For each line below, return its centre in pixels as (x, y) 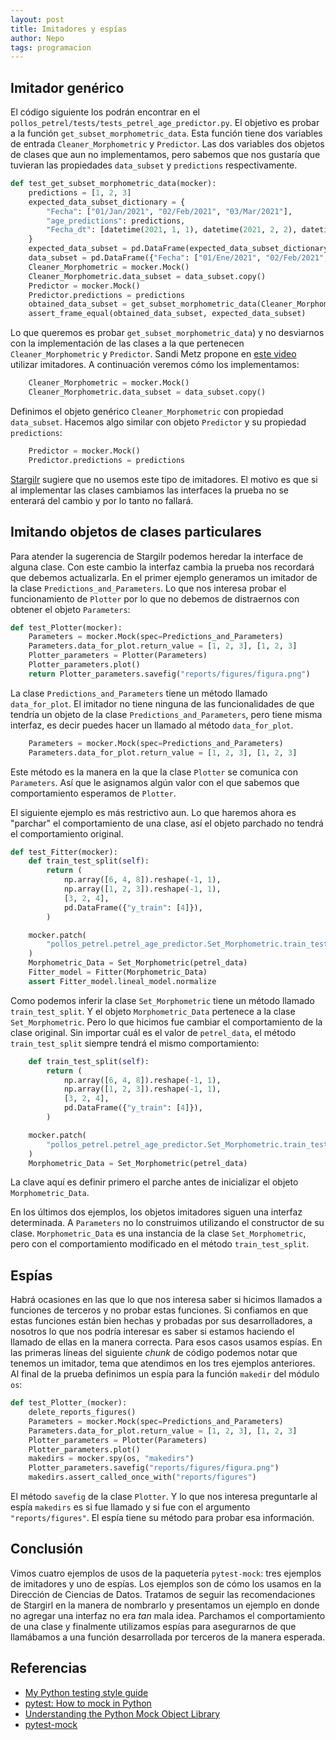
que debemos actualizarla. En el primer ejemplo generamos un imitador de (164, 577)
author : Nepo (37, 38)
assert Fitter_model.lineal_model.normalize (122, 981)
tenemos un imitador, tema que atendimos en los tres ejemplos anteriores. (163, 1363)
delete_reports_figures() (82, 1412)
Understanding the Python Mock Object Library (122, 1713)
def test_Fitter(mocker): (64, 852)
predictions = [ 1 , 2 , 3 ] (80, 192)
